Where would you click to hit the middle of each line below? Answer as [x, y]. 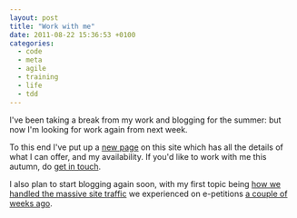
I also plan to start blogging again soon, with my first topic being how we [145, 183]
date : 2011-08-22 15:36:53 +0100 [73, 35]
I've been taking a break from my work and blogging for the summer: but [145, 120]
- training [38, 77]
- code [30, 52]
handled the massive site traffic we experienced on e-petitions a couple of [148, 193]
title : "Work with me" [52, 26]
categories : [32, 43]
